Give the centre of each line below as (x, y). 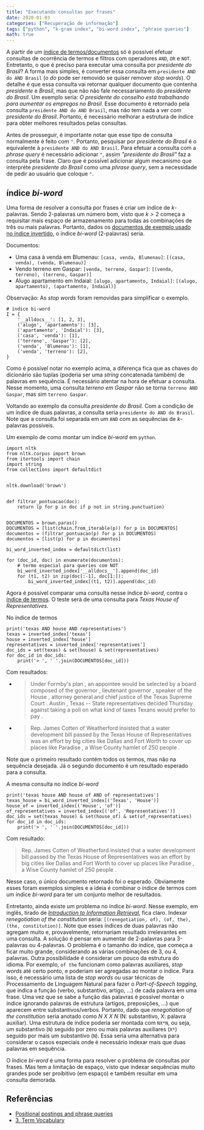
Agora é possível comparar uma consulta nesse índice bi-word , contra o (97, 593)
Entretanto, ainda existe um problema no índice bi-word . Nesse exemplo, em (102, 906)
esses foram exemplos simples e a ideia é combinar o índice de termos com (101, 888)
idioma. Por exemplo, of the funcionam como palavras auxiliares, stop (95, 964)
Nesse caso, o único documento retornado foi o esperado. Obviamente (95, 881)
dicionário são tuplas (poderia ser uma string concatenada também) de (96, 375)
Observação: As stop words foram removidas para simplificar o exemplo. (98, 298)
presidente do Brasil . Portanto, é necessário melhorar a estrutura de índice (100, 117)
